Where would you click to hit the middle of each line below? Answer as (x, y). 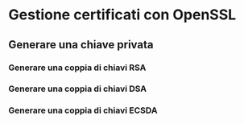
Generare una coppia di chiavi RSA (77, 68)
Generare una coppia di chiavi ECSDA (83, 110)
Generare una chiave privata (81, 45)
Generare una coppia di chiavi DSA (78, 89)
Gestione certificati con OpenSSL (122, 15)
